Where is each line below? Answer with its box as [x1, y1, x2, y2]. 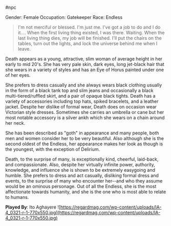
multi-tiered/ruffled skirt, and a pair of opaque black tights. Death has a [5, 93, 156, 99]
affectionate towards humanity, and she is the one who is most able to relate [5, 189, 166, 195]
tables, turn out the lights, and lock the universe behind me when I [17, 40, 158, 47]
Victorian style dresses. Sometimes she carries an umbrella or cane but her [5, 109, 164, 115]
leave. [17, 46, 31, 52]
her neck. [5, 120, 26, 126]
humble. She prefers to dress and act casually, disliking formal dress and [5, 172, 159, 178]
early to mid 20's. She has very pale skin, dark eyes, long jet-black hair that [5, 61, 165, 67]
